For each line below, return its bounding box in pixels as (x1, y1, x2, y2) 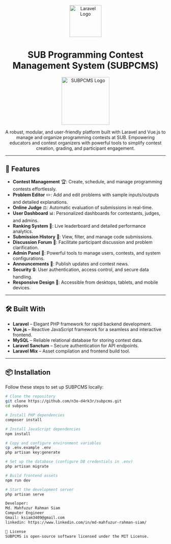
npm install (5, 431, 31, 437)
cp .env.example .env (5, 445, 51, 450)
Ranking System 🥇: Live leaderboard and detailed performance (12, 223, 146, 229)
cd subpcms (5, 403, 28, 409)
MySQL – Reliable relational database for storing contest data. (12, 337, 143, 343)
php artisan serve (5, 492, 44, 497)
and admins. (12, 217, 39, 224)
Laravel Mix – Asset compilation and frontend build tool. (12, 348, 130, 354)
